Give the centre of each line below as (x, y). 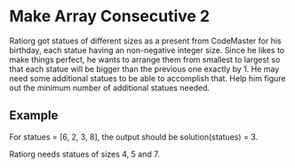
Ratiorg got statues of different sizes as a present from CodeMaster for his (145, 41)
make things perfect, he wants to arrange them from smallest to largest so (145, 59)
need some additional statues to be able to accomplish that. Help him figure (147, 78)
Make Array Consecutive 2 (110, 16)
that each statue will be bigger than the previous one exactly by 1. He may (144, 69)
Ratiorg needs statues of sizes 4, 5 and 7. (84, 154)
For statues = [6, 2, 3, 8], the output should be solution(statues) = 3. (134, 137)
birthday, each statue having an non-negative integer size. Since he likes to (147, 50)
